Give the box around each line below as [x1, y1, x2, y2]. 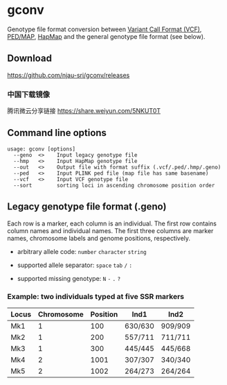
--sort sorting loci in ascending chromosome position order [13, 182, 215, 189]
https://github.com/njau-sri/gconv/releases [7, 71, 130, 79]
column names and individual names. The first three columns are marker [7, 226, 214, 234]
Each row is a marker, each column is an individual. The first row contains [7, 219, 217, 228]
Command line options [7, 127, 107, 139]
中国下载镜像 [7, 89, 51, 99]
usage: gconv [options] [7, 145, 76, 153]
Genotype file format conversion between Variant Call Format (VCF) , [7, 25, 202, 33]
